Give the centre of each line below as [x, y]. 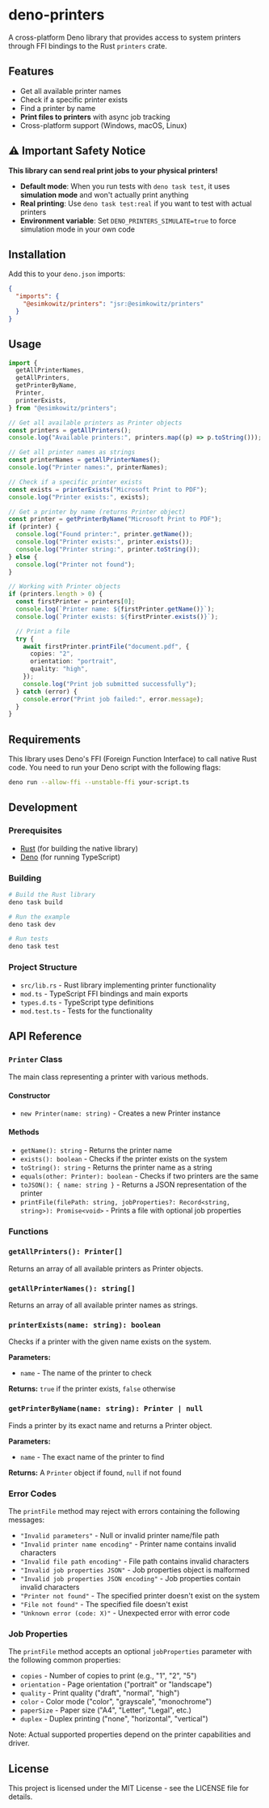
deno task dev [32, 924]
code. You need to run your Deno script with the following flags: [115, 768]
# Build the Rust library [52, 894]
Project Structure [43, 967]
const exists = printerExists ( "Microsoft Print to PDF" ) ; [108, 489]
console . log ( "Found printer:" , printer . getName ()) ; [105, 535]
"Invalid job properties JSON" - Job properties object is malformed [135, 1570]
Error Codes [32, 1494]
